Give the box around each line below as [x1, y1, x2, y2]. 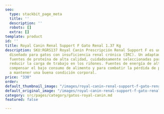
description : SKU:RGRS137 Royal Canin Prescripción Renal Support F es [5, 48, 154, 52]
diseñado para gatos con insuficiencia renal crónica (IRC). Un [9, 52, 143, 57]
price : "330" [5, 75, 32, 80]
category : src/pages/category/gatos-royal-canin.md [5, 93, 112, 98]
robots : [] [9, 25, 32, 30]
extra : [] [9, 30, 29, 34]
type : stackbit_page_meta [9, 12, 62, 16]
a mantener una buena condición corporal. [9, 70, 97, 75]
